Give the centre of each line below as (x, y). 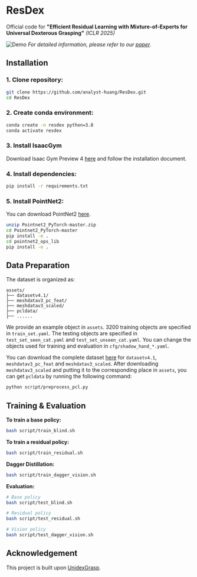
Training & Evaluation (46, 406)
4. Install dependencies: (41, 174)
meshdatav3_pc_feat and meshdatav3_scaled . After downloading (82, 364)
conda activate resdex (34, 131)
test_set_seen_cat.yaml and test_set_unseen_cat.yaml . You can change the (99, 340)
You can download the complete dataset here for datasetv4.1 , (82, 358)
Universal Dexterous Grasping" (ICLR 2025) (60, 33)
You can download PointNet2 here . (48, 214)
